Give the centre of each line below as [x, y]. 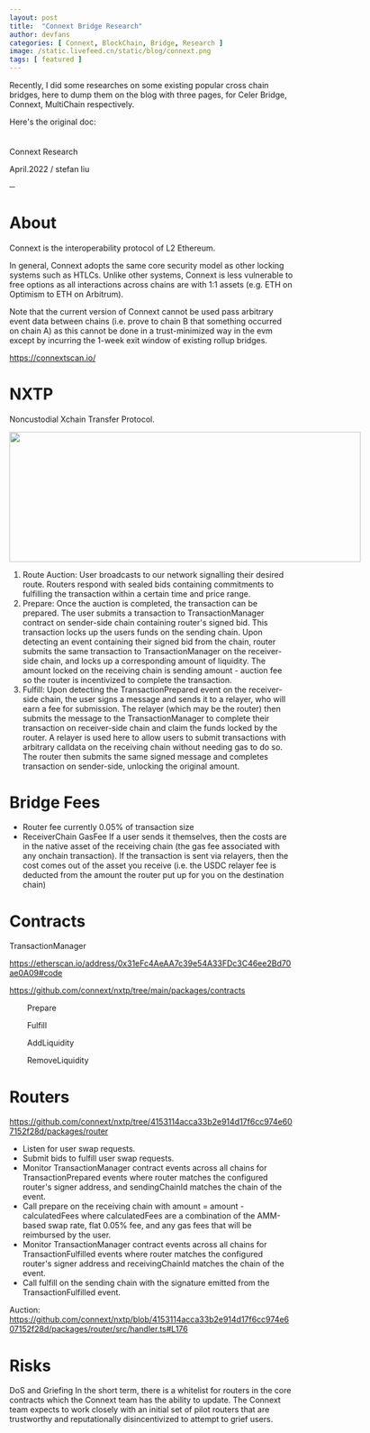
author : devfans [40, 34]
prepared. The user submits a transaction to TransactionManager [143, 613]
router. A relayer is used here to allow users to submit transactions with [154, 737]
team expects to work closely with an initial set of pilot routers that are [140, 1410]
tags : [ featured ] [46, 59]
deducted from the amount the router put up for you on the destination [153, 875]
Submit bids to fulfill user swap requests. [98, 1158]
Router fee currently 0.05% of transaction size [108, 827]
